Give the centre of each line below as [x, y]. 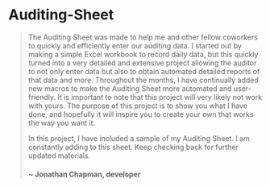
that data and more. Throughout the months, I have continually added [143, 80]
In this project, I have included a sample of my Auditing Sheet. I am [139, 138]
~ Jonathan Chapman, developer [84, 174]
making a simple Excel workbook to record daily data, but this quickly [143, 54]
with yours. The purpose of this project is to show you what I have [138, 106]
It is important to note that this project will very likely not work [160, 97]
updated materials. [59, 156]
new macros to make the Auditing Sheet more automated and [130, 88]
